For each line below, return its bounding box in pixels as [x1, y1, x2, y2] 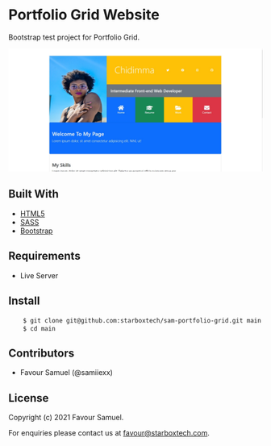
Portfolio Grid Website [8, 6, 160, 24]
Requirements [8, 249, 81, 263]
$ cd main [23, 324, 56, 332]
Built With [8, 187, 59, 201]
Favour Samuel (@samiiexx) [19, 368, 113, 377]
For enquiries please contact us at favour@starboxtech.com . [8, 428, 210, 438]
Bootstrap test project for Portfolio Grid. [8, 32, 140, 42]
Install [8, 294, 40, 308]
